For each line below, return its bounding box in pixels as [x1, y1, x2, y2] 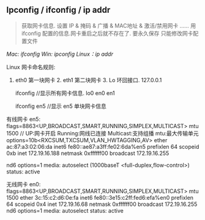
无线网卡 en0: [6, 180, 41, 188]
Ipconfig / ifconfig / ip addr [6, 5, 111, 15]
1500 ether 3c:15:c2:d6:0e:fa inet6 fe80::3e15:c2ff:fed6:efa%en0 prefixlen [6, 194, 194, 201]
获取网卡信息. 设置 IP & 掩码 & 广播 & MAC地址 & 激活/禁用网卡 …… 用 [21, 21, 196, 29]
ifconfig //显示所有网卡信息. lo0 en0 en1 [15, 89, 115, 97]
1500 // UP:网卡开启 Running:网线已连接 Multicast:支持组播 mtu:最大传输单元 [6, 129, 199, 137]
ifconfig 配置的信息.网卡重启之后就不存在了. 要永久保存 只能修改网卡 [21, 29, 193, 37]
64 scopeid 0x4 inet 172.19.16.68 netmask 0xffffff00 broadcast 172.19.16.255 [6, 200, 198, 208]
